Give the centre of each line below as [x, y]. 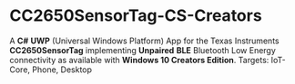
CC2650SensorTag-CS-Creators [136, 16]
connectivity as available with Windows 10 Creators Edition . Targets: [139, 60]
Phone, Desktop [62, 70]
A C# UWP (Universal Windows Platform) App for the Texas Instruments [144, 41]
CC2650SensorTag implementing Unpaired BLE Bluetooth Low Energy [142, 50]
